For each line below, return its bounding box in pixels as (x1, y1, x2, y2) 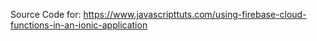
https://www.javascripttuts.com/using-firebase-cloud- (83, 9, 307, 20)
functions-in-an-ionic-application (10, 19, 148, 31)
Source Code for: (10, 9, 82, 20)
